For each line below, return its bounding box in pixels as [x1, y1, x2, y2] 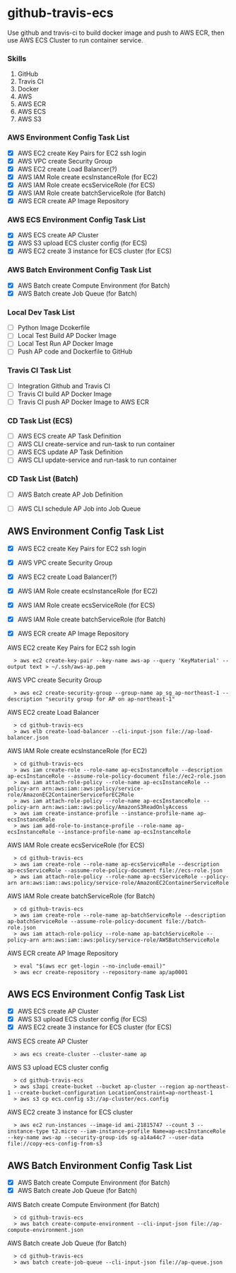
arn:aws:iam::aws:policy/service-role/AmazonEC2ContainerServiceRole [20, 880, 230, 887]
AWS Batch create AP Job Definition [17, 490, 124, 499]
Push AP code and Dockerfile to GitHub [17, 347, 133, 356]
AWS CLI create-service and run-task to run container [17, 440, 175, 448]
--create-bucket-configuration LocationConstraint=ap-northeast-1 [13, 1090, 213, 1097]
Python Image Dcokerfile [17, 324, 90, 332]
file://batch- [165, 918, 207, 925]
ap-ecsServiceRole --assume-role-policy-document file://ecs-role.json [7, 867, 223, 874]
